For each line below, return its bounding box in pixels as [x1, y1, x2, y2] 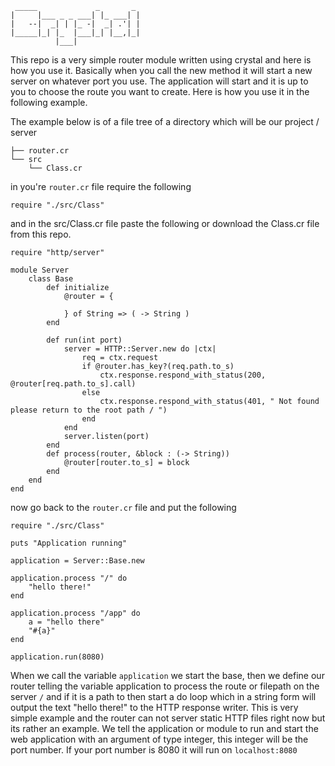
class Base [28, 274, 74, 284]
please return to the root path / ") [10, 405, 168, 415]
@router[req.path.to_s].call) [10, 379, 137, 389]
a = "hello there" [28, 617, 105, 627]
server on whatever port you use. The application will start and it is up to [10, 75, 309, 87]
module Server [10, 265, 70, 275]
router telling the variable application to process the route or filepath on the [10, 680, 320, 692]
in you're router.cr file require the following [10, 181, 192, 192]
